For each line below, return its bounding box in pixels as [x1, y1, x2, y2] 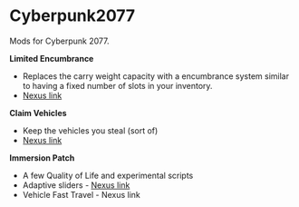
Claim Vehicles [9, 107, 67, 118]
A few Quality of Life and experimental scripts [22, 170, 194, 181]
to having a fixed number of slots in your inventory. [22, 80, 213, 91]
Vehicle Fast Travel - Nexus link [22, 189, 140, 200]
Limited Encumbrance [9, 53, 94, 64]
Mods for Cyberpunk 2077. [9, 35, 110, 46]
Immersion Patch [9, 152, 75, 163]
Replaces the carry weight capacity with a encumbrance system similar [22, 70, 290, 82]
